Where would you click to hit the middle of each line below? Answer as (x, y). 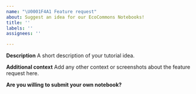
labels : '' (20, 28)
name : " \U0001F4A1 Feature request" (51, 12)
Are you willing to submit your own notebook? (64, 85)
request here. (23, 73)
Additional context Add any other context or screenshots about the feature (98, 67)
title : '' (18, 22)
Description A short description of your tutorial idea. (70, 56)
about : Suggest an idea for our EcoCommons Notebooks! (75, 17)
